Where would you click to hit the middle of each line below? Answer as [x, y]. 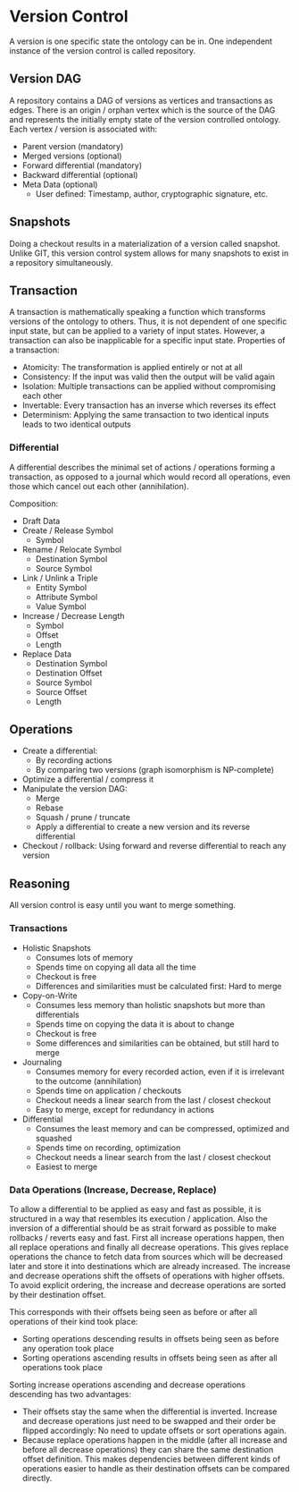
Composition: [34, 504]
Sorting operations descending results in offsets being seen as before [150, 1338]
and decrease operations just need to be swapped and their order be [149, 1420]
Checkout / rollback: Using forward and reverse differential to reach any [154, 846]
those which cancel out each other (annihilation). [99, 486]
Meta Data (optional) [60, 184]
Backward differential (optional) [80, 174]
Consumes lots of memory [84, 957]
